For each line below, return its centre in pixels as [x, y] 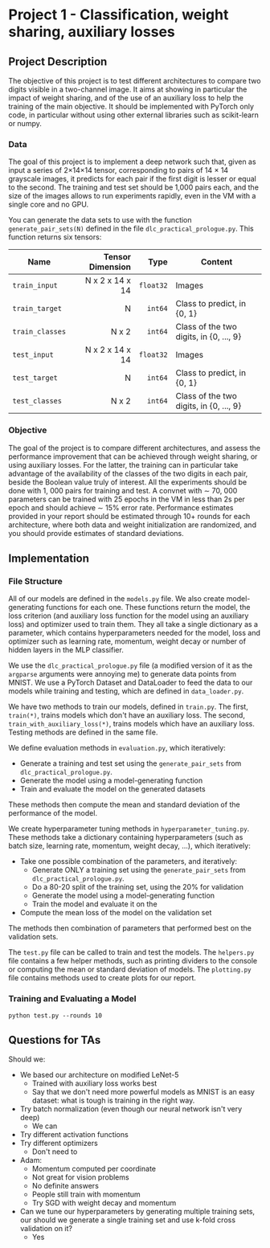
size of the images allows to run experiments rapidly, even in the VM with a [132, 196]
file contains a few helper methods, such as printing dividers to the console [133, 961]
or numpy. [25, 123]
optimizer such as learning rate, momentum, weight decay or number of [127, 641]
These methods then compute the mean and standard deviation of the [124, 804]
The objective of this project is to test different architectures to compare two [135, 81]
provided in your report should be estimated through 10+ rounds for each [129, 516]
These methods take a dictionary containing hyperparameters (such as [126, 837]
